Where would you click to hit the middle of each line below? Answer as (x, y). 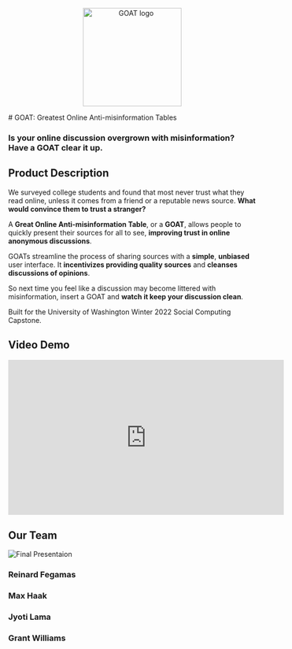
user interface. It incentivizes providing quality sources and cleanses (123, 265)
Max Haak (28, 596)
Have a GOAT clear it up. (55, 147)
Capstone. (25, 320)
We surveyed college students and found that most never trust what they (126, 192)
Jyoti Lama (30, 617)
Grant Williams (37, 638)
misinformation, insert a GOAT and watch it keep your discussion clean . (126, 296)
